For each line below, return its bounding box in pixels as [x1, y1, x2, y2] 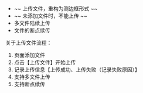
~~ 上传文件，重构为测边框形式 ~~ [13, 5, 98, 12]
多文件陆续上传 [13, 20, 50, 26]
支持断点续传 [13, 81, 45, 87]
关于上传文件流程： [5, 40, 52, 46]
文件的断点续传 [13, 27, 50, 34]
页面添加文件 [13, 52, 45, 58]
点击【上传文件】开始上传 [13, 59, 76, 66]
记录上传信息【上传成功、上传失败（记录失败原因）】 [13, 66, 140, 73]
